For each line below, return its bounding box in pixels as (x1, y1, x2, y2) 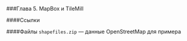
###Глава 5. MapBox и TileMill (6, 5, 84, 12)
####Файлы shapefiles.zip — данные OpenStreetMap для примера (6, 28, 182, 35)
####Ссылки (6, 17, 40, 23)
